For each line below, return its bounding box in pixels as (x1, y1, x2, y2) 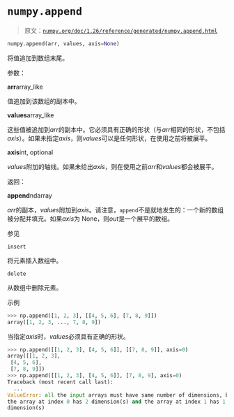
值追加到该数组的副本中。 (7, 96, 81, 105)
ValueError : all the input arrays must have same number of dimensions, (7, 391, 223, 399)
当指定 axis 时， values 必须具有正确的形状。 (7, 332, 130, 340)
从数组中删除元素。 (7, 283, 63, 291)
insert (7, 243, 26, 250)
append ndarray (7, 191, 52, 200)
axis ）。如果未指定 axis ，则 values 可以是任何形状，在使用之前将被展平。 (7, 134, 212, 142)
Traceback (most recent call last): (7, 379, 114, 386)
